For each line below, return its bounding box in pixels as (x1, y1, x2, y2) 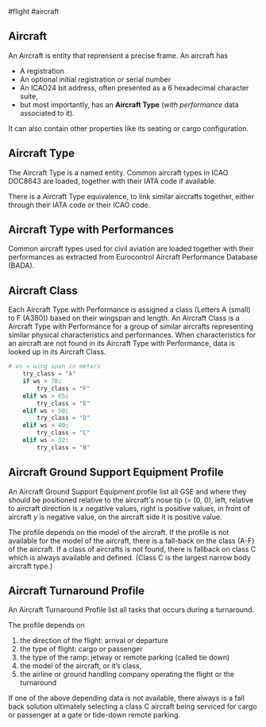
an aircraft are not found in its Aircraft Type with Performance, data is (8, 339, 236, 348)
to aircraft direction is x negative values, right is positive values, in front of (8, 503, 250, 513)
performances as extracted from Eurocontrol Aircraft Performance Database (8, 252, 258, 262)
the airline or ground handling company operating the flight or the (19, 670, 234, 679)
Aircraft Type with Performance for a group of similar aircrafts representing (8, 321, 254, 332)
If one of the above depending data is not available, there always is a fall (8, 694, 245, 703)
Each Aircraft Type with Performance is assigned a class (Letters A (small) (8, 305, 252, 314)
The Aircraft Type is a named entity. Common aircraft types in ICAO (8, 167, 229, 177)
